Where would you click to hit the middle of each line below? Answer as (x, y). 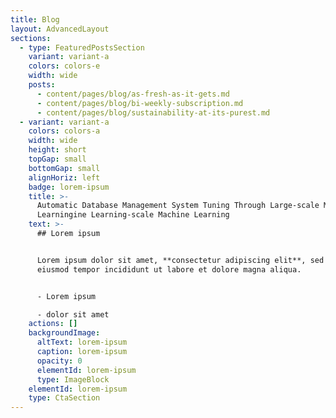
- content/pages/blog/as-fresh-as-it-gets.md (133, 94)
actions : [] (53, 324)
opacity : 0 (59, 361)
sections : (31, 38)
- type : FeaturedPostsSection (82, 47)
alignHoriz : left (64, 177)
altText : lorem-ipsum (82, 342)
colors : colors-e (64, 66)
